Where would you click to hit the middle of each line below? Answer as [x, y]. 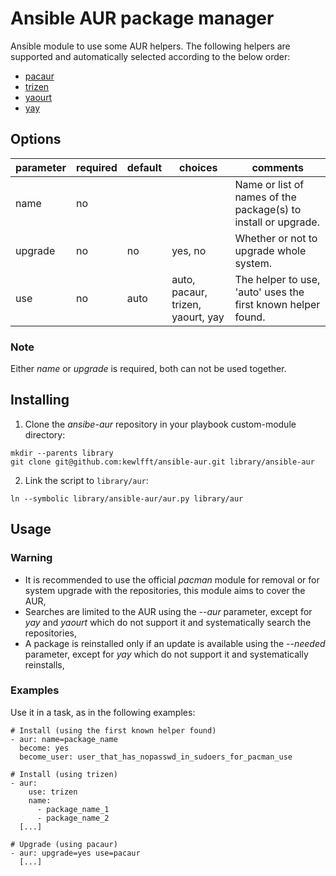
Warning [31, 558]
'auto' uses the [269, 292]
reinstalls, [44, 664]
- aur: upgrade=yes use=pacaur [75, 853]
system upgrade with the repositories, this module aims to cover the [165, 590]
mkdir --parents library [62, 453]
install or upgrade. [277, 222]
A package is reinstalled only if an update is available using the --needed [175, 643]
